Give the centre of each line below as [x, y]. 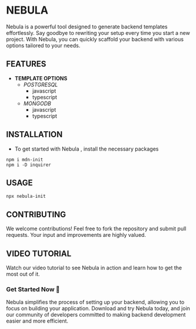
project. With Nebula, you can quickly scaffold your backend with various [95, 39]
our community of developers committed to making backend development [96, 315]
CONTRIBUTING [36, 214]
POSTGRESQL [41, 84]
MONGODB [37, 103]
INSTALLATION [34, 134]
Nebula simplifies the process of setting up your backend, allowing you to [95, 302]
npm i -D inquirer [29, 165]
